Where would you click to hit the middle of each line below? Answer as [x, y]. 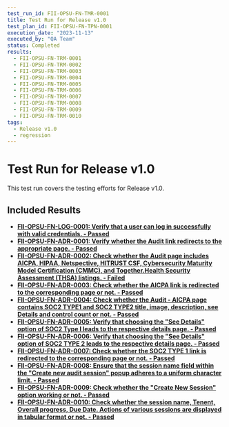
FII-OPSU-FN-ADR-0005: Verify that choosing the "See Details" [111, 322]
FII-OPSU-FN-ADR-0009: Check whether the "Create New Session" [117, 387]
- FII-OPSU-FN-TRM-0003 [47, 71]
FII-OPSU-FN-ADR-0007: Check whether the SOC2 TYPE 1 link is [112, 351]
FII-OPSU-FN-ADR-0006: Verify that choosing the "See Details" [111, 336]
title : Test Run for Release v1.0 [57, 20]
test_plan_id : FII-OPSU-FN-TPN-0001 [60, 26]
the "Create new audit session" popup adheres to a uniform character [119, 373]
